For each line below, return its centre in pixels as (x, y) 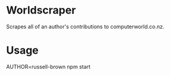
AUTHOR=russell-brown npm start (48, 67)
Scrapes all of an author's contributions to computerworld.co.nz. (85, 27)
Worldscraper (41, 10)
